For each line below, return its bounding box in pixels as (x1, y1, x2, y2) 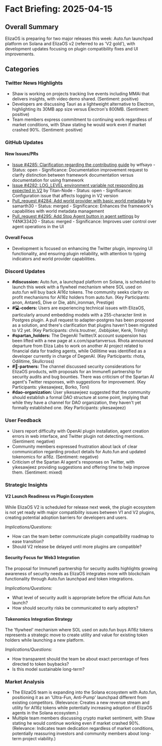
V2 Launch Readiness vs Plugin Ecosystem (5, 494, 93, 499)
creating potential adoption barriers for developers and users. (5, 514, 128, 520)
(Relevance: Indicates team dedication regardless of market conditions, (12, 726, 154, 731)
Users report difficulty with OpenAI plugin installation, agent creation (12, 428, 149, 434)
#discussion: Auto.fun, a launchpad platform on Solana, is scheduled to (12, 279, 156, 285)
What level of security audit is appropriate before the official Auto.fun (12, 595, 150, 600)
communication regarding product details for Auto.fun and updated (12, 448, 146, 454)
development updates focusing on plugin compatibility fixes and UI (5, 46, 138, 51)
